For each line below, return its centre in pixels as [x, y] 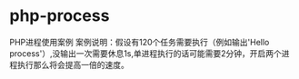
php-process [60, 16]
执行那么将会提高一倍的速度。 [73, 64]
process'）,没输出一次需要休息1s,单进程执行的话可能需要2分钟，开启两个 [145, 53]
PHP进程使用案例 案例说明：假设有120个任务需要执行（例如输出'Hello [140, 42]
